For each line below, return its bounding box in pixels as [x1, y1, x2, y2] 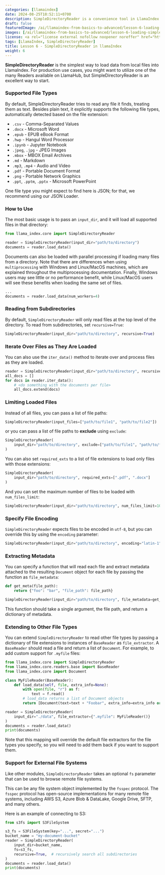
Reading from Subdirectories [5, 305, 76, 312]
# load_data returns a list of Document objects [23, 696, 124, 701]
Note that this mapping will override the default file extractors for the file [5, 737, 151, 743]
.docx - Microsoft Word [12, 126, 59, 132]
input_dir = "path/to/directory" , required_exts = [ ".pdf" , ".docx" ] [14, 475, 151, 480]
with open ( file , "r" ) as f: [23, 687, 80, 692]
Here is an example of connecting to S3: [5, 811, 86, 817]
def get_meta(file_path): [5, 583, 58, 589]
